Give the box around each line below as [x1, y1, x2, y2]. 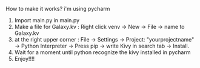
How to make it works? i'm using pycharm [5, 5, 110, 12]
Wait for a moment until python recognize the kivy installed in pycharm [14, 49, 191, 56]
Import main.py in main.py [14, 17, 80, 23]
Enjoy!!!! [14, 55, 35, 62]
